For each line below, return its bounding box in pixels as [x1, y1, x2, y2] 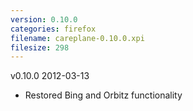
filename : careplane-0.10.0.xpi [10, 33, 145, 43]
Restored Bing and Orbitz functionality [24, 89, 183, 101]
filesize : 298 [10, 42, 70, 53]
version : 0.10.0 [10, 14, 78, 25]
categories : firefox [10, 24, 97, 34]
